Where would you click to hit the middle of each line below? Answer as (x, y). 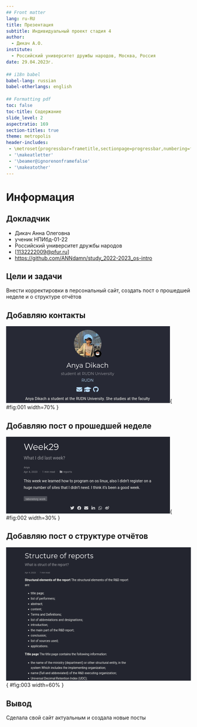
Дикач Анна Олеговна (42, 233)
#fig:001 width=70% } (33, 407)
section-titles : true (33, 130)
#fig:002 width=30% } (33, 518)
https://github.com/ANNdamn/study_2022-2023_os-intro (83, 258)
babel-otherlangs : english (39, 87)
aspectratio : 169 (27, 124)
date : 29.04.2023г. (30, 62)
